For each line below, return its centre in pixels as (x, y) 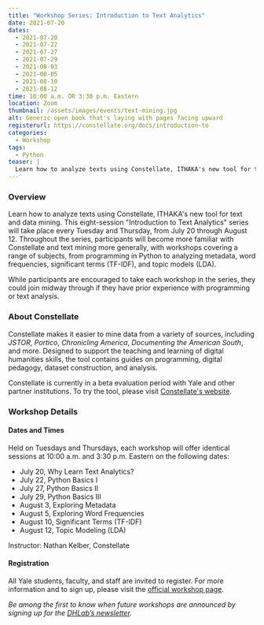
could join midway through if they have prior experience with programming (129, 288)
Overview (27, 196)
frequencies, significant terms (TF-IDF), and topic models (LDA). (112, 264)
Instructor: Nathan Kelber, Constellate (69, 545)
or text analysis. (34, 296)
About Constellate (44, 317)
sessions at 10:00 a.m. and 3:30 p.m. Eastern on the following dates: (119, 456)
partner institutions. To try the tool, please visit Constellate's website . (120, 391)
